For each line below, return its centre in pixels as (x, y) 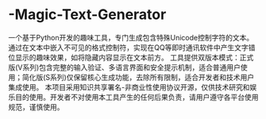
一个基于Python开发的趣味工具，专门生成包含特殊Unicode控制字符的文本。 (131, 37)
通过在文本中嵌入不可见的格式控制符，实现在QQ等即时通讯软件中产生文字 (128, 47)
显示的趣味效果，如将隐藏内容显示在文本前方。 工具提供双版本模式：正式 (134, 57)
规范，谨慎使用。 (36, 107)
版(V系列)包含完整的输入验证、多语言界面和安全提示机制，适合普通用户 (124, 67)
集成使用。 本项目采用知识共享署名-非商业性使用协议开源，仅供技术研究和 (129, 87)
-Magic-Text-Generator (87, 15)
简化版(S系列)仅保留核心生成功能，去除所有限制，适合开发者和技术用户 (138, 77)
